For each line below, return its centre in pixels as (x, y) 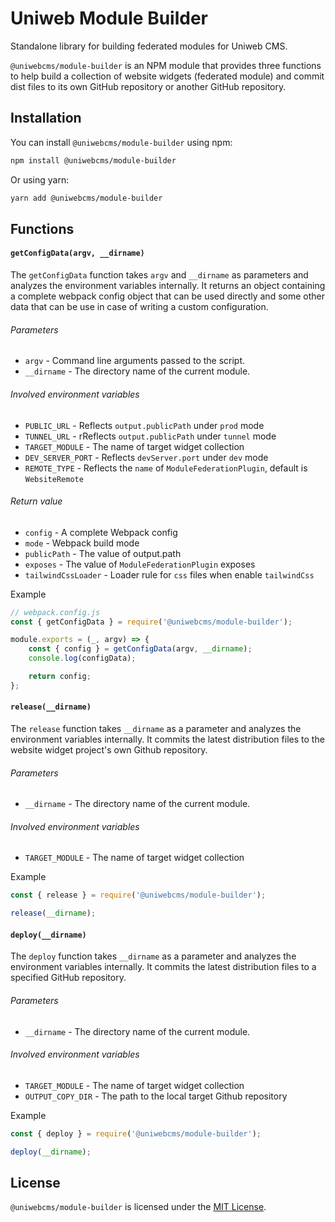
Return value (36, 501)
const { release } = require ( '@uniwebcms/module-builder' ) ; (138, 895)
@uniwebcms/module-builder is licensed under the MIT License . (138, 1207)
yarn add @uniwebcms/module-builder (86, 198)
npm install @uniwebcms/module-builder (93, 160)
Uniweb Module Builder (109, 18)
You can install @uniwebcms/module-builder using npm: (121, 142)
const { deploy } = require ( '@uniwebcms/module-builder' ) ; (136, 1133)
